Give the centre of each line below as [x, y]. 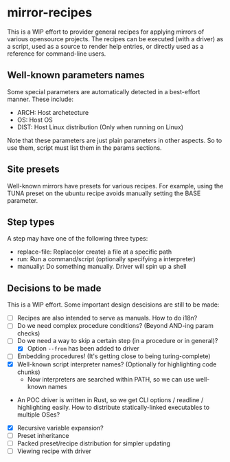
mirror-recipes [50, 13]
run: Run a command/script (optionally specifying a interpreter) [106, 259]
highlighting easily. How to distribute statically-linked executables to [113, 407]
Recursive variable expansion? [60, 428]
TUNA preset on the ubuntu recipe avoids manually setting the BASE [104, 193]
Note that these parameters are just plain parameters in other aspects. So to [115, 140]
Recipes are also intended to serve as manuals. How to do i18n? [107, 318]
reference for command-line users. [57, 54]
